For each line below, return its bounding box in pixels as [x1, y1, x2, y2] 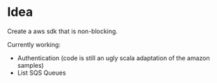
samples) [17, 61, 44, 69]
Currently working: [7, 40, 61, 48]
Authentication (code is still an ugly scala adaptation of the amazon [17, 53, 210, 62]
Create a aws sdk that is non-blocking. [7, 27, 118, 35]
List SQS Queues [17, 68, 66, 77]
